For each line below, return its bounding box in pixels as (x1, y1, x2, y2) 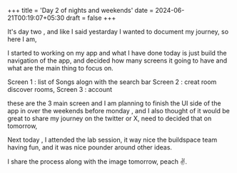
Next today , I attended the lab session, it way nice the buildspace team (7, 135, 218, 144)
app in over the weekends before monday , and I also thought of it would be (7, 107, 230, 115)
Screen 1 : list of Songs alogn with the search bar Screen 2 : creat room (7, 78, 217, 86)
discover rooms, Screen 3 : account (7, 85, 113, 93)
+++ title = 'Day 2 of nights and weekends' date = (7, 6, 154, 14)
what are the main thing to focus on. (7, 64, 114, 72)
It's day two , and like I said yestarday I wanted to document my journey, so (7, 28, 229, 36)
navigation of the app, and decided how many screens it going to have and (7, 56, 228, 65)
